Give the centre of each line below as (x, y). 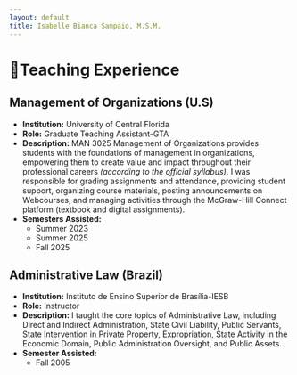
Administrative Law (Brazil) (86, 275)
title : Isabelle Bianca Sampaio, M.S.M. (86, 26)
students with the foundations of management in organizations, (139, 152)
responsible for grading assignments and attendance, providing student (154, 181)
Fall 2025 (53, 247)
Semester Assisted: (60, 354)
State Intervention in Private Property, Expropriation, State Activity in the (155, 334)
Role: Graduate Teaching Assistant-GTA (95, 134)
